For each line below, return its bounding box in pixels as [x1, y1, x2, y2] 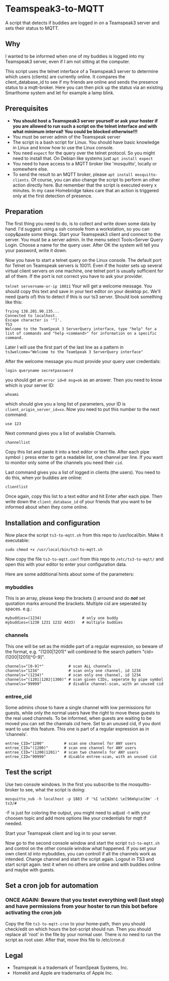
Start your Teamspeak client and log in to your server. [5, 830, 117, 836]
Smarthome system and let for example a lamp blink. [5, 89, 115, 96]
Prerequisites [5, 104, 48, 113]
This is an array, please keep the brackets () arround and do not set [5, 595, 146, 601]
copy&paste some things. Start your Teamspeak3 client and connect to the [5, 232, 161, 238]
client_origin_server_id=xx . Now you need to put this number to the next [5, 407, 160, 413]
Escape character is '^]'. [5, 318, 62, 323]
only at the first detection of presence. [12, 193, 93, 199]
